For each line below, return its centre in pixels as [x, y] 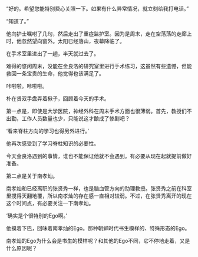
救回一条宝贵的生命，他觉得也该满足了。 [55, 73]
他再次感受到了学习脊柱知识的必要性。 [52, 144]
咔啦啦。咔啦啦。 [27, 86]
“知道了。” [18, 21]
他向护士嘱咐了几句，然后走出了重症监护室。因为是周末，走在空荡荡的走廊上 [99, 34]
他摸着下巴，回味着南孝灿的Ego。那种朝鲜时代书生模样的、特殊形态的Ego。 [98, 228]
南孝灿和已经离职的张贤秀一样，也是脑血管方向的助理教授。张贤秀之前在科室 [99, 188]
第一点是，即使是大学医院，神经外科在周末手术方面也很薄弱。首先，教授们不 [99, 111]
